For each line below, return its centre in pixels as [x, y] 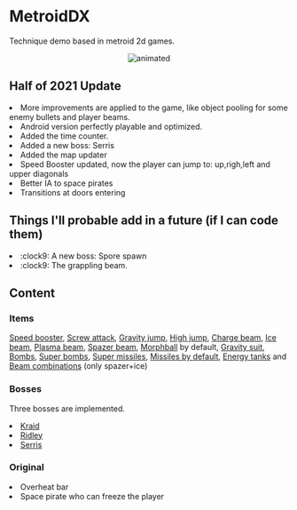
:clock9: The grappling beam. [74, 265]
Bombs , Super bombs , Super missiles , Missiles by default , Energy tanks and [148, 356]
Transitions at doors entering [73, 192]
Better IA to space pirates [67, 183]
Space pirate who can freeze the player [93, 496]
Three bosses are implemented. [67, 408]
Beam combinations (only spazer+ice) [78, 366]
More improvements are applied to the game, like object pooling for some [154, 108]
